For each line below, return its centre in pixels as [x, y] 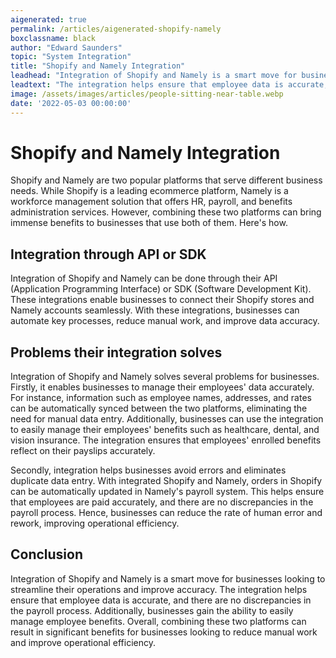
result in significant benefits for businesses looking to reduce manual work [164, 632]
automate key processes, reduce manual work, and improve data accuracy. [165, 321]
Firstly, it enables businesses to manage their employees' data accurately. [162, 387]
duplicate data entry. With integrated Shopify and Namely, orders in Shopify [166, 481]
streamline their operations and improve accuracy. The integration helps [159, 589]
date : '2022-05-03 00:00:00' [71, 103]
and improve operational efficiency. [83, 642]
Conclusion [47, 554]
